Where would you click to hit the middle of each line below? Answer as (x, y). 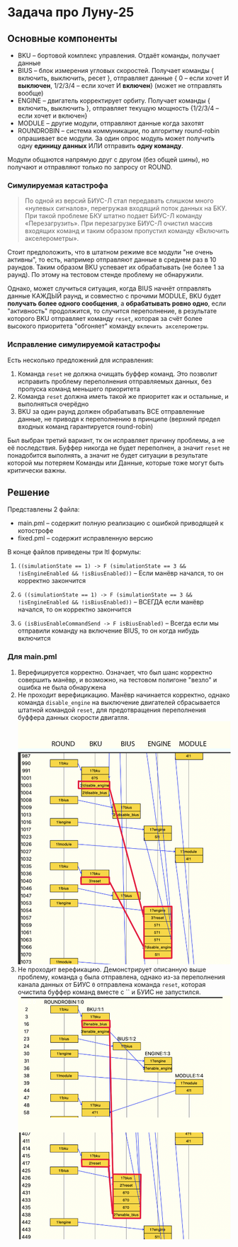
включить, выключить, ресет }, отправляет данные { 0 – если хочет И (123, 78)
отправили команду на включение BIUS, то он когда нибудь (108, 631)
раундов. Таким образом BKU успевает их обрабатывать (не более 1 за (116, 267)
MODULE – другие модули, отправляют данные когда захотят (110, 123)
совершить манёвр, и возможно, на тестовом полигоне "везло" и (117, 679)
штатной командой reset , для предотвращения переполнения (112, 710)
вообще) (30, 93)
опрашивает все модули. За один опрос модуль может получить (116, 138)
